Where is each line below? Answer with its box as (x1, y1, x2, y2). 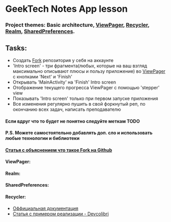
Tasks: (5, 44, 27, 52)
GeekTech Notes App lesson (5, 3, 128, 15)
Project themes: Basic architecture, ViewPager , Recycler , (5, 22, 150, 29)
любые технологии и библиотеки (5, 135, 80, 142)
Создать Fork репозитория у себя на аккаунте (12, 57, 114, 63)
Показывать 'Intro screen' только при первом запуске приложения (12, 95, 158, 102)
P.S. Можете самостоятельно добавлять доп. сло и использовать (5, 130, 153, 136)
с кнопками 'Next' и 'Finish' (12, 73, 72, 79)
